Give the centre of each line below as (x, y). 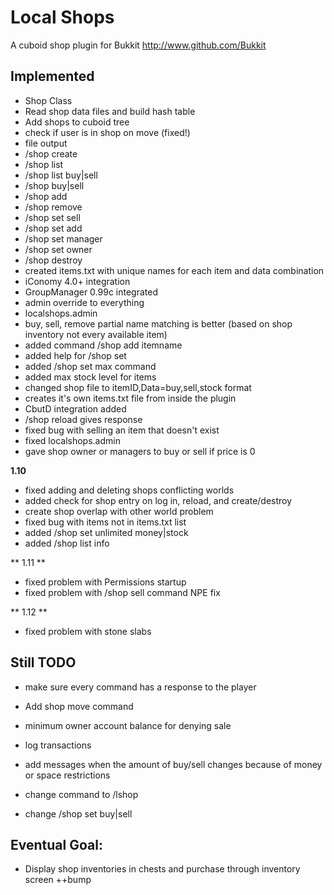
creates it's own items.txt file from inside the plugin (130, 398)
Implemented (52, 76)
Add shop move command (79, 706)
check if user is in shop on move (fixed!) (107, 132)
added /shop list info (67, 543)
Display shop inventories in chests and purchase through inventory (162, 869)
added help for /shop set (75, 355)
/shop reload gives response (83, 419)
